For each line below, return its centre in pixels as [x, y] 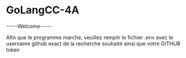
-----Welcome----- [29, 26]
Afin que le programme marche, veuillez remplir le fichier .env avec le [90, 37]
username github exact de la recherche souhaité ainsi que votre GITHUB [93, 43]
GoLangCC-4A [43, 10]
